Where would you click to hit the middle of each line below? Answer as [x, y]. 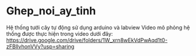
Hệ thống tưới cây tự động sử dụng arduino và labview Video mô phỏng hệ [98, 27]
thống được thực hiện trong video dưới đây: [60, 33]
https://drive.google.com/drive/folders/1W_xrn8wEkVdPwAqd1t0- [87, 40]
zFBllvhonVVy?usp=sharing [40, 46]
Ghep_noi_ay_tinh [51, 11]
